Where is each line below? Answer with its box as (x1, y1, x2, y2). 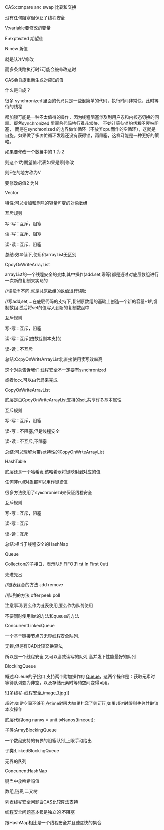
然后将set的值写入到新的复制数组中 (19, 305, 90, 310)
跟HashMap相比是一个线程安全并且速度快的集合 (5, 820, 102, 825)
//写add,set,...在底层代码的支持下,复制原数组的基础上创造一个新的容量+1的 (5, 298, 154, 304)
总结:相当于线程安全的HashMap (5, 541, 69, 547)
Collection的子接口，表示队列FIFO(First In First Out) (5, 561, 109, 567)
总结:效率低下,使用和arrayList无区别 (5, 252, 77, 257)
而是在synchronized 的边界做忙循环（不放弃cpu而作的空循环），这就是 (14, 126, 156, 132)
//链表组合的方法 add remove (5, 582, 63, 587)
